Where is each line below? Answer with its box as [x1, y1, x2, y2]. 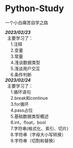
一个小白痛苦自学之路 [5, 19, 48, 25]
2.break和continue [10, 95, 48, 101]
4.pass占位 [10, 107, 33, 113]
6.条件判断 [10, 72, 32, 77]
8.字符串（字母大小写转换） [10, 131, 66, 137]
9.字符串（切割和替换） [10, 137, 58, 144]
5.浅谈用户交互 [10, 65, 40, 71]
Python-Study [5, 3, 64, 14]
